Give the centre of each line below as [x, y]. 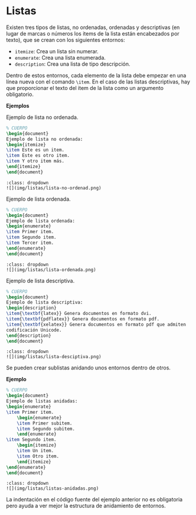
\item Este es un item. [35, 150]
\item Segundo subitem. [46, 429]
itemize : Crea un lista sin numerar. [56, 51]
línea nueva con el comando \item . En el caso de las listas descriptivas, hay [98, 82]
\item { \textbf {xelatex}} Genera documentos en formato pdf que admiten [96, 324]
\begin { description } [32, 308]
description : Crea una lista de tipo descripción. [72, 64]
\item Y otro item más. [35, 161]
